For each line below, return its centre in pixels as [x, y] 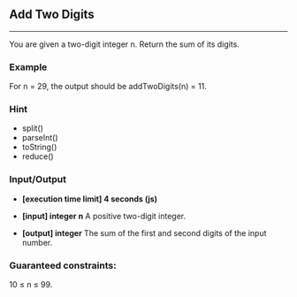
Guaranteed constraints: [63, 265]
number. [37, 242]
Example [28, 67]
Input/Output [38, 179]
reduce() [38, 156]
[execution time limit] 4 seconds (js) [89, 199]
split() [33, 128]
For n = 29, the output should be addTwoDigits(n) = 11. [108, 87]
